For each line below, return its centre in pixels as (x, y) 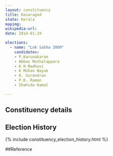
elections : (17, 43)
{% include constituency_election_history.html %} (57, 139)
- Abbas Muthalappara (37, 61)
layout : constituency (28, 10)
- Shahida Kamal (32, 85)
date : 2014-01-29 (23, 33)
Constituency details (39, 110)
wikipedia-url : (21, 29)
